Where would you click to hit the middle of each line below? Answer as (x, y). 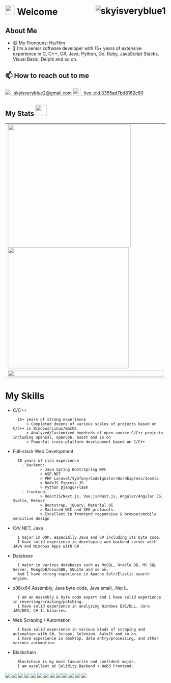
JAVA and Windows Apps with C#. (47, 546)
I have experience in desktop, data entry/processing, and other (88, 638)
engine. (21, 579)
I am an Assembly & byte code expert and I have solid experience (89, 597)
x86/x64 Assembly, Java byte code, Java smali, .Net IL (70, 588)
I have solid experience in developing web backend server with (87, 542)
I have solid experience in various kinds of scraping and (81, 629)
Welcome (37, 12)
